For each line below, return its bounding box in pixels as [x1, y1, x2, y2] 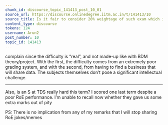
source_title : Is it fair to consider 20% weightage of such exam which [5, 16, 160, 21]
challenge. [5, 74, 27, 80]
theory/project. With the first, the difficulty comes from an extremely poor [5, 58, 156, 65]
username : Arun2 [5, 30, 39, 35]
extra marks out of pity [5, 99, 52, 105]
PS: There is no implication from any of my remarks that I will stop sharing [5, 109, 157, 115]
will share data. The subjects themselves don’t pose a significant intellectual [5, 69, 162, 75]
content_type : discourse [5, 21, 57, 26]
